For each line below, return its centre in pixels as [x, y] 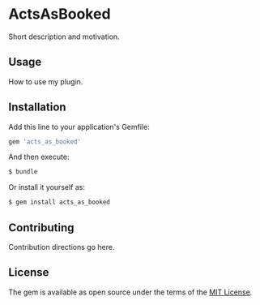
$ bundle [23, 172]
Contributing [41, 228]
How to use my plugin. [46, 81]
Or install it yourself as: [47, 187]
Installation [37, 107]
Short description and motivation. [64, 37]
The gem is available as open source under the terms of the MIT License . [130, 292]
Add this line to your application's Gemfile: [79, 127]
